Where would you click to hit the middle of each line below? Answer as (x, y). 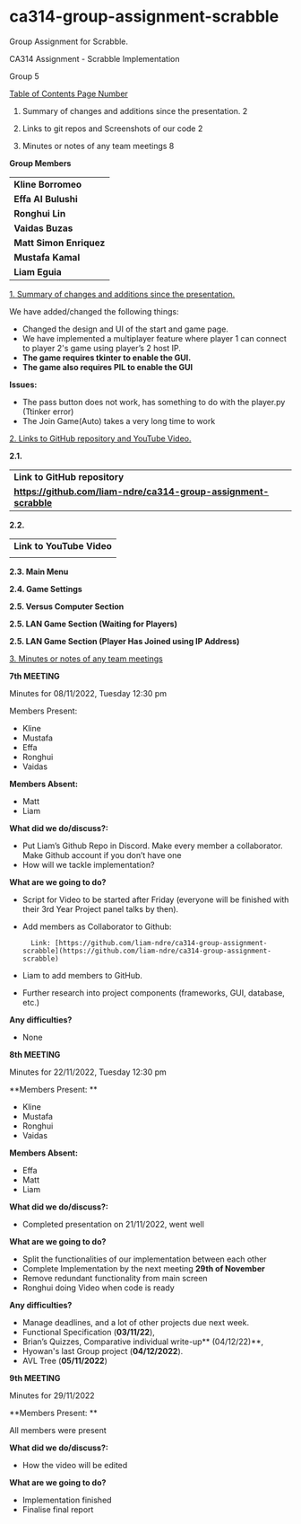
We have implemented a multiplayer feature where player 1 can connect (154, 338)
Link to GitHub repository (69, 476)
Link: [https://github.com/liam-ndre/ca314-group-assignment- (149, 943)
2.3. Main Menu (39, 571)
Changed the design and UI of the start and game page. (125, 329)
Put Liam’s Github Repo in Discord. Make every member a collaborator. (153, 846)
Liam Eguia (38, 271)
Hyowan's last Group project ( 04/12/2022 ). (103, 1351)
